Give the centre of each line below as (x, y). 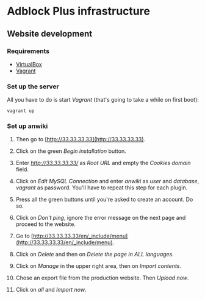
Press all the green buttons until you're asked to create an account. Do (104, 200)
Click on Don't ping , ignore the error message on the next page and (101, 218)
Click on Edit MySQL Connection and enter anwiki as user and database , (107, 181)
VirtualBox (29, 64)
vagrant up (21, 111)
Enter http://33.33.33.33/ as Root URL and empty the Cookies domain (103, 163)
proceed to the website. (45, 224)
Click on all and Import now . (51, 290)
